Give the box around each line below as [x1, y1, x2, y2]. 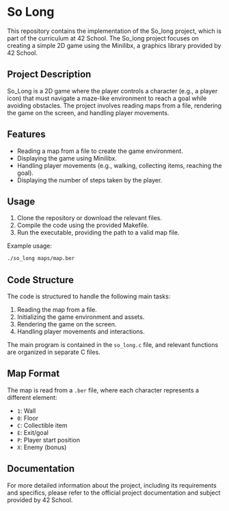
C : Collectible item [16, 421, 68, 429]
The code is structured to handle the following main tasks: [7, 292, 171, 300]
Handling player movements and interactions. [16, 327, 145, 336]
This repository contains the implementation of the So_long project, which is [7, 27, 222, 35]
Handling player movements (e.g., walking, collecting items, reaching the [16, 161, 222, 169]
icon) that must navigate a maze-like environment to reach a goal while [7, 94, 207, 102]
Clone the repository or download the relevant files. [16, 214, 162, 222]
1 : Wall [16, 406, 36, 415]
